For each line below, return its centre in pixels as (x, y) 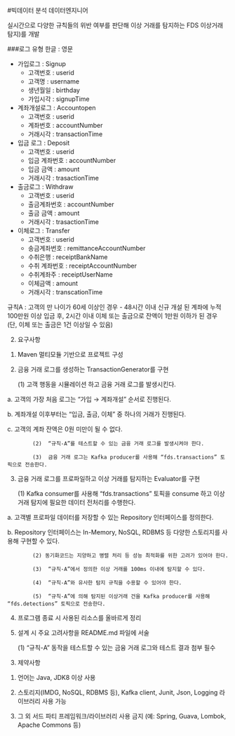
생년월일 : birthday (54, 90)
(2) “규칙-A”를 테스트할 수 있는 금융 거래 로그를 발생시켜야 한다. (119, 444)
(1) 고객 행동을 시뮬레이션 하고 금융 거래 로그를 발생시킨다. (97, 384)
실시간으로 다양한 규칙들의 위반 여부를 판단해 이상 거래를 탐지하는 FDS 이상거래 (115, 25)
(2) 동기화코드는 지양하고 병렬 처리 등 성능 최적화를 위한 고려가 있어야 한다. (130, 556)
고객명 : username (54, 81)
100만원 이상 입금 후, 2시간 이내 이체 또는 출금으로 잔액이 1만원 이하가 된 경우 (113, 316)
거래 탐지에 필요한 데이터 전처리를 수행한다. (76, 502)
